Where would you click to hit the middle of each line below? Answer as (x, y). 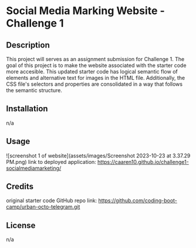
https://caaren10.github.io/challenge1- (143, 162)
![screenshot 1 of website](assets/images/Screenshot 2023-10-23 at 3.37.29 (98, 155)
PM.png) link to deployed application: (51, 162)
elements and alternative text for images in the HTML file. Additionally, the (96, 78)
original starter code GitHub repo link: (52, 200)
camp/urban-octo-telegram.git (43, 207)
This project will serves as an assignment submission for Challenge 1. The (95, 59)
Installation (27, 109)
